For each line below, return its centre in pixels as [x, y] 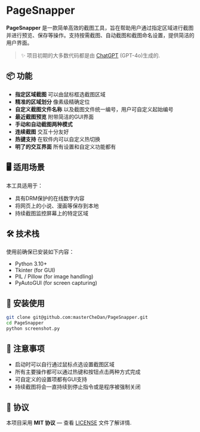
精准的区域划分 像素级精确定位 [52, 102]
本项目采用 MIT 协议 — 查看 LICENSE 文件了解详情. [69, 423]
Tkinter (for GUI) [35, 270]
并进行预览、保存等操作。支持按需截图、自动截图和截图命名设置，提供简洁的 [100, 35]
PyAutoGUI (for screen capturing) [56, 283]
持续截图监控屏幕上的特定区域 [51, 213]
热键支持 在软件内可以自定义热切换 [57, 139]
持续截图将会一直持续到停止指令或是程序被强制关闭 [78, 387]
